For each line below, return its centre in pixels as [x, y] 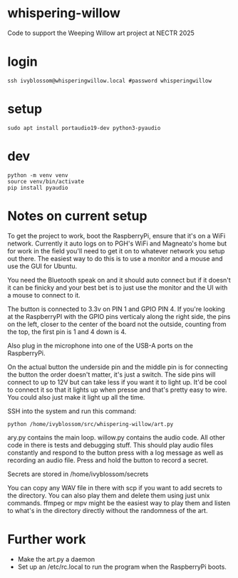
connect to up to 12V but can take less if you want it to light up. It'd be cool [117, 382]
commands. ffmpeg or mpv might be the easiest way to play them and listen [119, 503]
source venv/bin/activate [46, 181]
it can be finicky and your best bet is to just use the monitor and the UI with [118, 288]
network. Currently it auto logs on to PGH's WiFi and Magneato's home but [117, 243]
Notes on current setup [77, 216]
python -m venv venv [38, 175]
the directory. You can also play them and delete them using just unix [109, 495]
